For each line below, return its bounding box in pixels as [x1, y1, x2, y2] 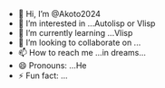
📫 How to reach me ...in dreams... [17, 48, 147, 57]
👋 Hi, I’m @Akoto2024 [17, 9, 102, 19]
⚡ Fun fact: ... [17, 70, 68, 81]
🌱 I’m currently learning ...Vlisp [17, 28, 133, 38]
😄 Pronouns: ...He [17, 60, 87, 71]
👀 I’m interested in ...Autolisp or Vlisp [17, 18, 156, 29]
